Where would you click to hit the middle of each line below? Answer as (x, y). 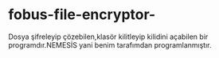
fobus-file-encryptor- (82, 15)
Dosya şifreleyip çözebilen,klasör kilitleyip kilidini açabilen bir (108, 37)
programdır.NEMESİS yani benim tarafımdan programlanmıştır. (110, 44)
